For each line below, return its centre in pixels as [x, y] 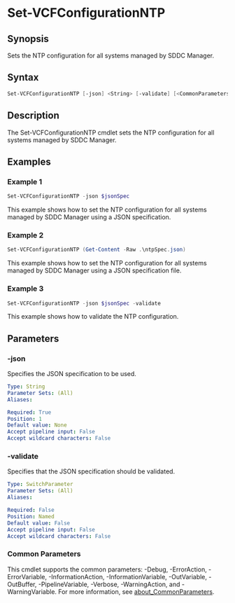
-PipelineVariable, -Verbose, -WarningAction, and [109, 584]
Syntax [23, 77]
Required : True [29, 412]
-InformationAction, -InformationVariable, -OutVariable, [128, 576]
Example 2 [26, 235]
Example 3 [26, 289]
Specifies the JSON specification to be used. [72, 374]
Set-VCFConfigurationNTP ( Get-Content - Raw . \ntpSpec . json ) [97, 250]
